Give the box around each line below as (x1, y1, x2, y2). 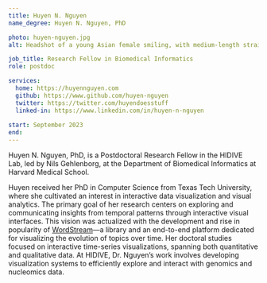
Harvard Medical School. (8, 168, 90, 176)
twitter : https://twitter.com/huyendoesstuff (15, 99, 169, 107)
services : (8, 77, 41, 85)
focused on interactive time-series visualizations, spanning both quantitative (8, 242, 258, 251)
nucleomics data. (8, 267, 65, 277)
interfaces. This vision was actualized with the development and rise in (8, 216, 240, 226)
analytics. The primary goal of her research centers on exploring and (8, 200, 234, 209)
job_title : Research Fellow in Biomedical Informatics (8, 55, 194, 64)
